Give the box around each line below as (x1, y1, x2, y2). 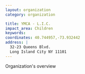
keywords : (5, 31, 26, 36)
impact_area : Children (5, 26, 53, 31)
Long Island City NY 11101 (10, 49, 67, 54)
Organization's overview (5, 63, 56, 69)
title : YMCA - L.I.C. (5, 21, 51, 26)
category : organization (5, 12, 56, 17)
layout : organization (5, 7, 51, 13)
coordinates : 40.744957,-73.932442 (5, 35, 80, 40)
